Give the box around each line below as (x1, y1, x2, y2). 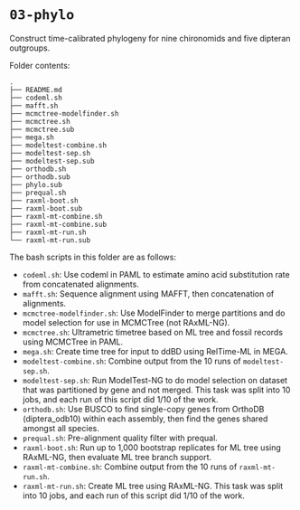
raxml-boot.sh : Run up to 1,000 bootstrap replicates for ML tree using (22, 441, 282, 453)
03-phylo (9, 6, 75, 24)
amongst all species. (22, 422, 99, 433)
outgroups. (9, 42, 51, 53)
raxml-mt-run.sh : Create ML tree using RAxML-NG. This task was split (22, 480, 283, 491)
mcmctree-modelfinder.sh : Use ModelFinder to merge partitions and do (22, 307, 286, 318)
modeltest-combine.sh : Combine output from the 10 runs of (22, 355, 241, 366)
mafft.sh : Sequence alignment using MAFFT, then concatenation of (22, 288, 275, 299)
